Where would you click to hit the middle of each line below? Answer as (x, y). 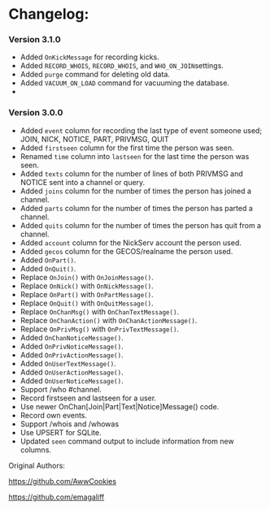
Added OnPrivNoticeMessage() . (72, 346)
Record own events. (54, 415)
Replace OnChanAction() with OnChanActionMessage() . (109, 320)
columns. (35, 449)
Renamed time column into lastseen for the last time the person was (135, 156)
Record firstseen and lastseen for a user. (88, 398)
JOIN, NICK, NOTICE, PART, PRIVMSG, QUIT (94, 139)
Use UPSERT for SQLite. (61, 432)
